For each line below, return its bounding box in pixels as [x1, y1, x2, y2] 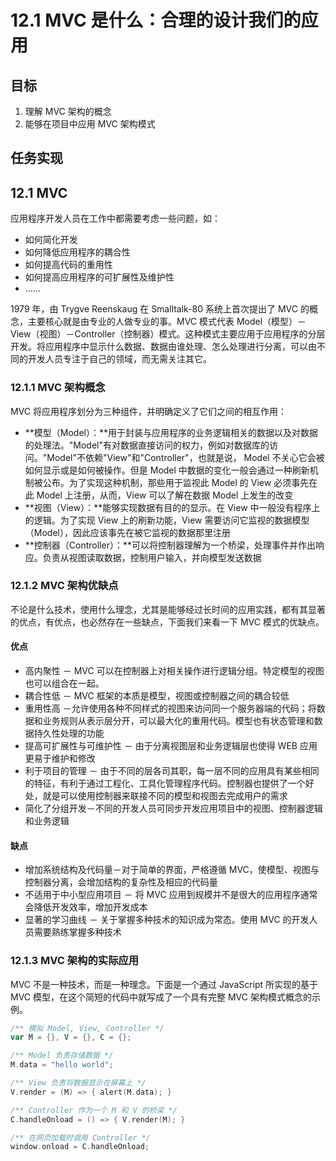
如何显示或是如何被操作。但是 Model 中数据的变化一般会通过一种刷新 [24, 464, 310, 476]
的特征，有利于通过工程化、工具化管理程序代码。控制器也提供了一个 [24, 777, 306, 789]
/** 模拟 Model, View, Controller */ [10, 1023, 165, 1033]
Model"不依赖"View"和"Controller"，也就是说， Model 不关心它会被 [46, 451, 325, 463]
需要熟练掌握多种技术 [33, 926, 122, 938]
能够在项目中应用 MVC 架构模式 [24, 118, 156, 130]
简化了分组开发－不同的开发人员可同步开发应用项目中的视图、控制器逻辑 [24, 802, 323, 814]
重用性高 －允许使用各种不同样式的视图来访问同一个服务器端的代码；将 [24, 702, 317, 714]
